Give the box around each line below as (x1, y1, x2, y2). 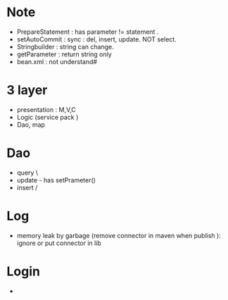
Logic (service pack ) (16, 113, 79, 121)
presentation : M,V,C (16, 105, 77, 113)
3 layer (6, 82, 48, 99)
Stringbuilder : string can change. (16, 42, 114, 51)
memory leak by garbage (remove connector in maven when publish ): (16, 231, 221, 239)
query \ (16, 168, 39, 177)
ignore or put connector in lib (16, 239, 101, 247)
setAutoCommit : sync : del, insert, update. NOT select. (16, 35, 177, 43)
